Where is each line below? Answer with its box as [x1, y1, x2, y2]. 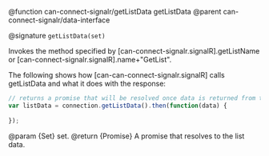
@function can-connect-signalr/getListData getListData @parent [8, 7, 222, 16]
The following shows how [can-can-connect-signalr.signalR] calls [8, 70, 226, 79]
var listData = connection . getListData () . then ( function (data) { [8, 102, 227, 110]
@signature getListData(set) [8, 31, 106, 40]
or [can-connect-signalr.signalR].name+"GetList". [8, 55, 172, 64]
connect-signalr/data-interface [8, 15, 110, 25]
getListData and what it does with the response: [8, 79, 167, 88]
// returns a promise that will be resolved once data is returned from [8, 94, 256, 102]
